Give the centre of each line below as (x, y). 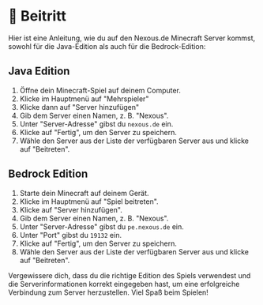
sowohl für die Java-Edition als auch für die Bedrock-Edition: (107, 46)
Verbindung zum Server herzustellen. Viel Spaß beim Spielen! (109, 292)
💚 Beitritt (38, 16)
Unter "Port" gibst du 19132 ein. (71, 235)
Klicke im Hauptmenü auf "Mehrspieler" (84, 99)
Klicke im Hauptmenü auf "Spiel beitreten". (89, 201)
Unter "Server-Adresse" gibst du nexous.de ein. (96, 124)
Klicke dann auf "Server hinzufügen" (79, 107)
